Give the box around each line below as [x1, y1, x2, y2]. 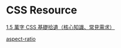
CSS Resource [6, 4, 78, 17]
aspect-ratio [6, 35, 36, 42]
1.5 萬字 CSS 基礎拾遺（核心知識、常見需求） [6, 23, 115, 30]
